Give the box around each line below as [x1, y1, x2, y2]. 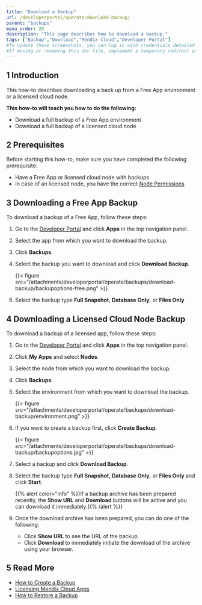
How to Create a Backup [14, 579, 76, 586]
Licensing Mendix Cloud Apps [14, 585, 90, 592]
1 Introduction [6, 70, 59, 81]
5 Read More [6, 563, 55, 573]
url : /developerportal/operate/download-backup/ [6, 14, 130, 20]
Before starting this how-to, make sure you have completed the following [6, 156, 187, 163]
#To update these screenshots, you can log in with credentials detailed [6, 43, 195, 49]
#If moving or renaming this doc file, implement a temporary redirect [6, 48, 189, 54]
